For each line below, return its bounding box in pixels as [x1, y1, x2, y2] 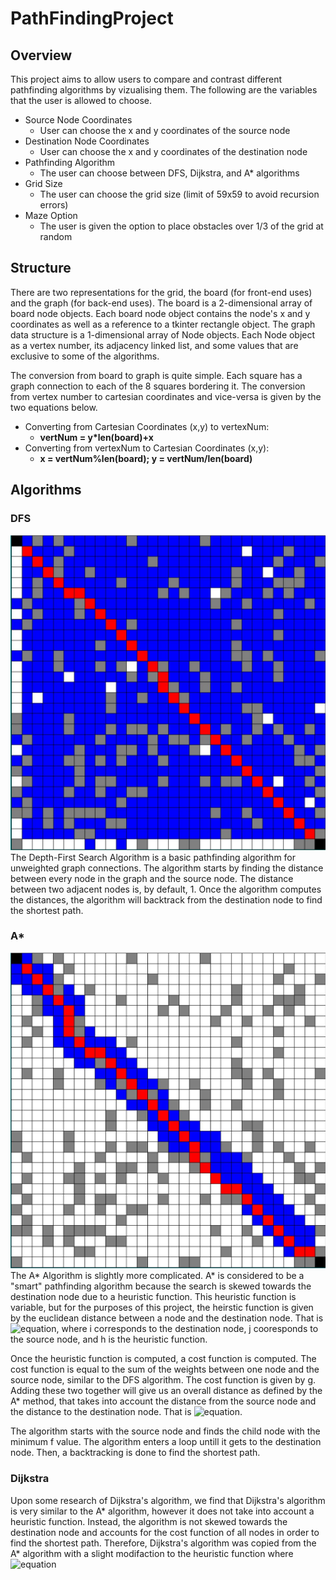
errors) [39, 199, 69, 211]
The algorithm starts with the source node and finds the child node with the [10, 1425, 321, 1437]
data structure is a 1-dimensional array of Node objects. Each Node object [10, 328, 316, 341]
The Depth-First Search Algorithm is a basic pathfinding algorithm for [10, 851, 297, 863]
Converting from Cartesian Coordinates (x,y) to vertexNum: [24, 420, 270, 432]
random [39, 231, 73, 242]
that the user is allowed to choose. [10, 95, 153, 106]
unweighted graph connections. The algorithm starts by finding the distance [10, 862, 324, 874]
